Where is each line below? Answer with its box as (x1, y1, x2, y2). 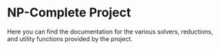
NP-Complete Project (7, 5, 131, 21)
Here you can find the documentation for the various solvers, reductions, (7, 27, 213, 36)
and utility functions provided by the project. (7, 34, 133, 42)
